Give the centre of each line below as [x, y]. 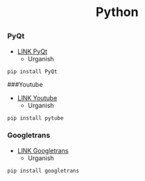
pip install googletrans [43, 171]
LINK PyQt [32, 51]
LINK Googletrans [43, 150]
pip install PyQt [32, 71]
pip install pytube [36, 118]
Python [117, 12]
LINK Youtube [37, 97]
